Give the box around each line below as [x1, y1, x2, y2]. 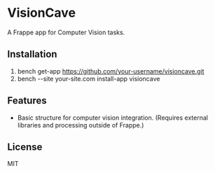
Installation [7, 48, 57, 60]
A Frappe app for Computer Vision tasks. [7, 28, 125, 36]
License [7, 141, 43, 153]
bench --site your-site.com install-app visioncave [17, 74, 160, 83]
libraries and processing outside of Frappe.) [17, 120, 144, 129]
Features [7, 95, 47, 106]
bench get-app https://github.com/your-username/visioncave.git [17, 67, 204, 75]
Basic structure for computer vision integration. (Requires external [17, 113, 209, 122]
